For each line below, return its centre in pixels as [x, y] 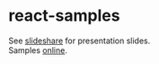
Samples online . [38, 50]
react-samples [64, 16]
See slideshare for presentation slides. [79, 41]
